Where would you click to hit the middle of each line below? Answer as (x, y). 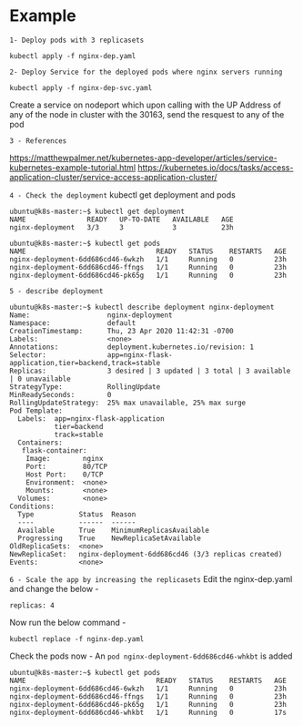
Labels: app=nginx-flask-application (91, 419)
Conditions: (32, 506)
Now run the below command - (68, 622)
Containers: (40, 443)
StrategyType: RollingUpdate (85, 387)
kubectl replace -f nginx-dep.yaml (77, 639)
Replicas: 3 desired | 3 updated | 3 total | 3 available (150, 371)
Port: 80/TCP (66, 466)
